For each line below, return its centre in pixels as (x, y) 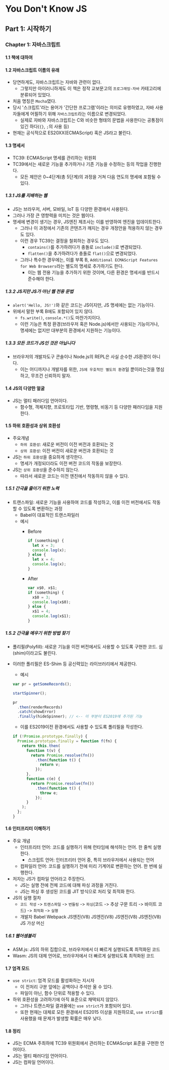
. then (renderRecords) (40, 707)
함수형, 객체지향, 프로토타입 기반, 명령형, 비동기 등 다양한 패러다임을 (87, 407)
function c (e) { (43, 779)
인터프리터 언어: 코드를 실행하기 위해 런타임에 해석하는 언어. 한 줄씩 (86, 847)
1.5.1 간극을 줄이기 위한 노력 (32, 488)
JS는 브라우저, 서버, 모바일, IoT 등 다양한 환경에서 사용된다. (71, 209)
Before (35, 531)
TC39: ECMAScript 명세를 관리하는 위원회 (54, 158)
